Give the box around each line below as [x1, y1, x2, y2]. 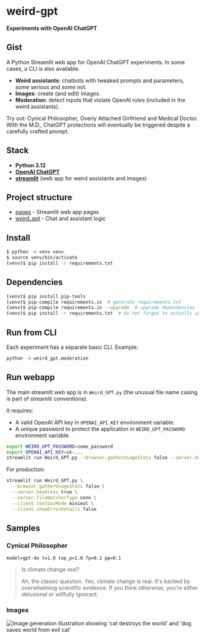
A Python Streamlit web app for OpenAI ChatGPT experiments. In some [6, 58, 185, 65]
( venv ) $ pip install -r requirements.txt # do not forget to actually [6, 310, 192, 317]
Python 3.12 [15, 161, 46, 169]
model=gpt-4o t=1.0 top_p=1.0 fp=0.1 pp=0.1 [6, 555, 121, 562]
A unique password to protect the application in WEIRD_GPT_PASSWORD [15, 425, 185, 432]
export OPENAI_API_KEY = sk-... [6, 449, 84, 455]
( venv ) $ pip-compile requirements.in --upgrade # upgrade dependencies [6, 304, 195, 311]
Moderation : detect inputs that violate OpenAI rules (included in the [15, 96, 186, 103]
